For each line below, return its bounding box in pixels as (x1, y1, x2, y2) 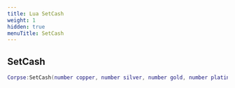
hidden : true (7, 23, 45, 30)
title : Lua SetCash (7, 10, 64, 17)
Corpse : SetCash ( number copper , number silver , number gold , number (7, 74, 208, 81)
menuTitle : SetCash (7, 29, 64, 37)
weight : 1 (7, 17, 36, 24)
